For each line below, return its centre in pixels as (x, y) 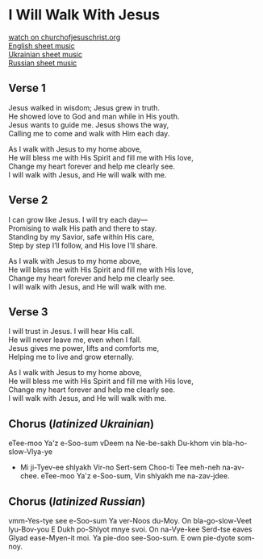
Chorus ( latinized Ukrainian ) (81, 424)
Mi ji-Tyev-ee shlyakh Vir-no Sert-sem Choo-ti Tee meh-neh (120, 467)
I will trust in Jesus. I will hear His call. (71, 332)
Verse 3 (28, 312)
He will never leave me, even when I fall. (75, 340)
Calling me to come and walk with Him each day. (89, 133)
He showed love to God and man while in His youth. (94, 116)
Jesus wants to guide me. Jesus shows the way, (89, 125)
